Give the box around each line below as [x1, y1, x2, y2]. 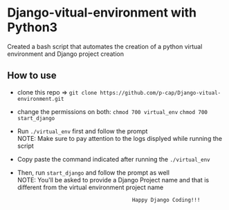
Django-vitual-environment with [7, 5, 197, 21]
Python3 [7, 19, 57, 35]
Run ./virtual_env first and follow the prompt [17, 126, 148, 135]
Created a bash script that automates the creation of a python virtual [7, 42, 203, 50]
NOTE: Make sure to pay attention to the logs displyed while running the [17, 134, 223, 142]
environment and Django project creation [7, 50, 125, 58]
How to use [7, 70, 57, 82]
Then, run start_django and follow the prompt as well [17, 168, 170, 177]
